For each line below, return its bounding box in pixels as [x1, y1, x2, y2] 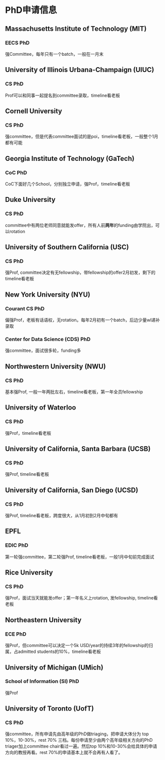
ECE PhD [5, 630, 27, 637]
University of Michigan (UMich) [5, 663, 103, 672]
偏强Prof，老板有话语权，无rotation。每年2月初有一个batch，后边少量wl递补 [5, 317, 160, 323]
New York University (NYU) [5, 290, 91, 299]
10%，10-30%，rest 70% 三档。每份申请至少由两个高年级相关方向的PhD [5, 737, 153, 743]
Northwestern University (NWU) [5, 362, 106, 371]
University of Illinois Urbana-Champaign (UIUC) [5, 66, 154, 74]
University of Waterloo [5, 403, 76, 412]
